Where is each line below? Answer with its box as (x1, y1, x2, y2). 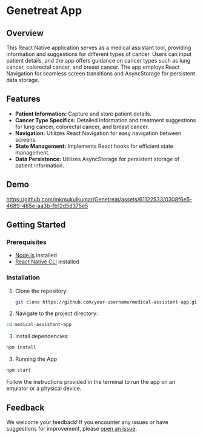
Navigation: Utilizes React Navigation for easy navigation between (15, 129, 182, 137)
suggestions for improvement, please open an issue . (6, 425, 138, 432)
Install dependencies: (15, 333, 69, 340)
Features (6, 94, 41, 104)
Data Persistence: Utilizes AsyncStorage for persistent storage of (15, 155, 180, 162)
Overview (6, 28, 44, 38)
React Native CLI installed (15, 258, 80, 265)
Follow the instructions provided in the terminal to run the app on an (6, 378, 176, 386)
